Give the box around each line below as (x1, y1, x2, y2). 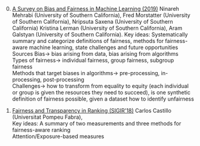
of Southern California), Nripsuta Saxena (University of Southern (12, 18, 173, 25)
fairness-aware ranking (12, 127, 71, 133)
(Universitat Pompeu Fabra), (12, 113, 83, 121)
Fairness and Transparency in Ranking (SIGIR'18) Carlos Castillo (12, 107, 172, 114)
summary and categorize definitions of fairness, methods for (12, 38, 164, 44)
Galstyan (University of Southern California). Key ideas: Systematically (12, 31, 188, 38)
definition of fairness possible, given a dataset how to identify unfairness (12, 95, 195, 102)
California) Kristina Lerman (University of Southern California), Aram (12, 24, 183, 32)
